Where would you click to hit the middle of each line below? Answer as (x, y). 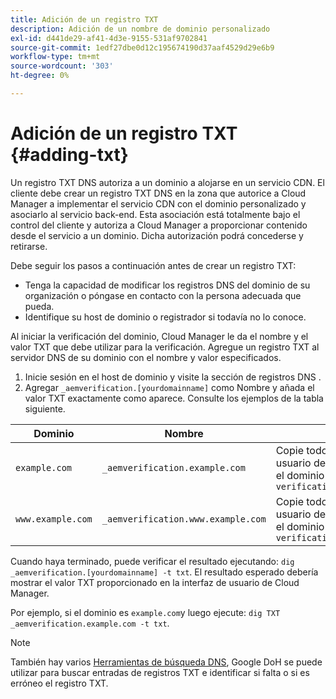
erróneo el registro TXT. (59, 683)
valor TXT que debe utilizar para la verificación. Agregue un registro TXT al (165, 347)
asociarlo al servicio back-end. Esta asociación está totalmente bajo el (155, 214)
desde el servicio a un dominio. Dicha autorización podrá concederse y (157, 235)
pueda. (39, 306)
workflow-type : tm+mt (55, 57)
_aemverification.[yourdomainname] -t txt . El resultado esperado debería (164, 572)
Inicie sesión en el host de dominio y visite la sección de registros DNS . (173, 377)
